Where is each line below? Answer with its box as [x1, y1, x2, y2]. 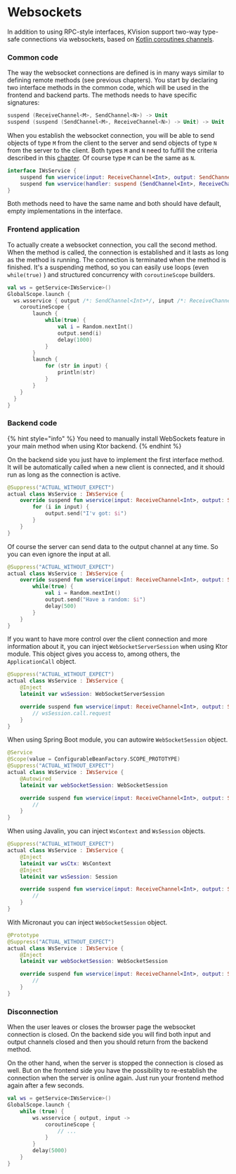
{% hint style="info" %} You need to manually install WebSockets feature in [7, 434, 225, 443]
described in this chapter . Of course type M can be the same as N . [7, 153, 196, 162]
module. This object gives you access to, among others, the [7, 650, 181, 658]
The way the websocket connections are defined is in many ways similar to [7, 68, 225, 77]
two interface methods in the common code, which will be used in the [7, 84, 209, 92]
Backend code [7, 418, 58, 428]
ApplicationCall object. [7, 657, 77, 666]
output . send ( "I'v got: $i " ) [44, 510, 128, 517]
